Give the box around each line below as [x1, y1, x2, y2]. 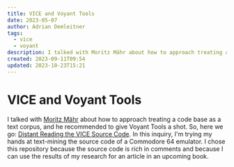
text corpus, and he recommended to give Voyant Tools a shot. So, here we [7, 122, 224, 131]
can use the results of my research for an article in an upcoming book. [7, 152, 209, 160]
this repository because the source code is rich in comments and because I [7, 144, 224, 153]
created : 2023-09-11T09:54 [7, 56, 86, 63]
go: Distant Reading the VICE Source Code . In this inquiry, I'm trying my [7, 129, 212, 138]
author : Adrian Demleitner [7, 23, 86, 30]
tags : [7, 29, 23, 37]
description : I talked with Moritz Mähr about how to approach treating [7, 49, 223, 56]
